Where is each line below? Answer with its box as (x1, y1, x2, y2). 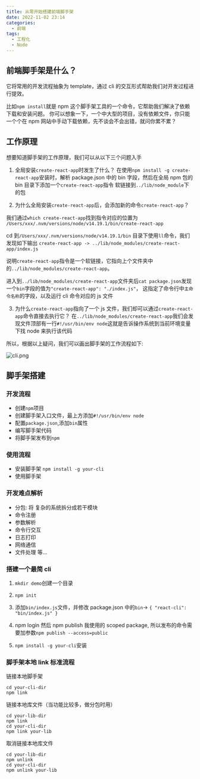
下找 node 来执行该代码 (14, 327, 73, 334)
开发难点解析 (6, 489, 43, 498)
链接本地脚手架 (6, 673, 43, 680)
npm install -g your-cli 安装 (14, 642, 87, 649)
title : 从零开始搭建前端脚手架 (6, 8, 74, 15)
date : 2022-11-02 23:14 (6, 14, 65, 20)
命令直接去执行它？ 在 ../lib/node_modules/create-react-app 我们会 (23, 312, 189, 319)
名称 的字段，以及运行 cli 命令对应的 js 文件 (10, 292, 113, 299)
